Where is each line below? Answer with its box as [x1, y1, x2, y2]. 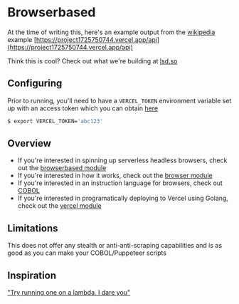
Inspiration [7, 269, 57, 281]
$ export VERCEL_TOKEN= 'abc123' [7, 117, 103, 125]
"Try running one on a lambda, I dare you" [7, 288, 131, 297]
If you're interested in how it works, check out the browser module [17, 172, 213, 180]
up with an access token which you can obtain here [7, 104, 159, 112]
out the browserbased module [17, 164, 107, 172]
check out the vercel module [17, 201, 102, 210]
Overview [7, 137, 52, 150]
